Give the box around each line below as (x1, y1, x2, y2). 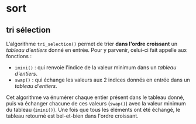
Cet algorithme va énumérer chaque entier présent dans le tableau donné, (6, 94, 185, 101)
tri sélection (6, 25, 51, 35)
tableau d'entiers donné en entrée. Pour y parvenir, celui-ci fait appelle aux (6, 47, 187, 54)
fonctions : (6, 53, 32, 59)
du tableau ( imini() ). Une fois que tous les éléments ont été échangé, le (6, 107, 180, 113)
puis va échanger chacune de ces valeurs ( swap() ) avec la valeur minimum (6, 100, 186, 107)
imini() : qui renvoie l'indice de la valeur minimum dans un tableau (14, 64, 177, 71)
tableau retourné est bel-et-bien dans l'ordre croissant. (6, 112, 139, 119)
